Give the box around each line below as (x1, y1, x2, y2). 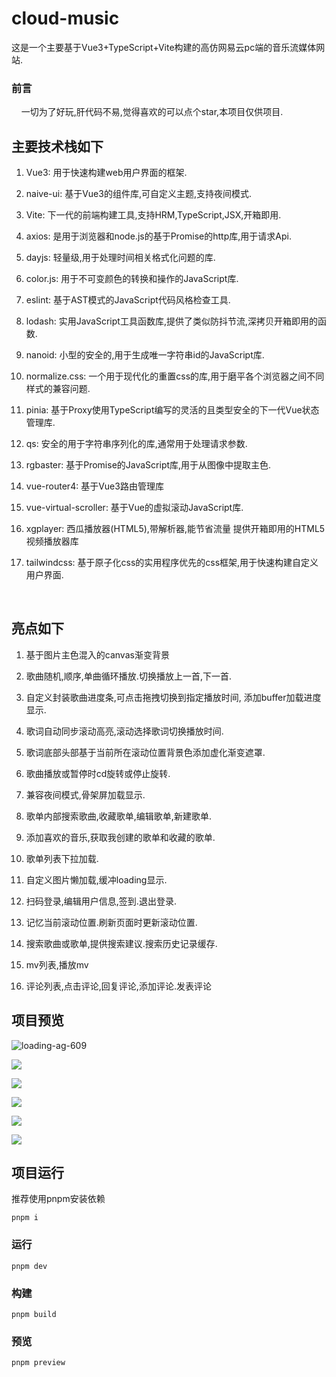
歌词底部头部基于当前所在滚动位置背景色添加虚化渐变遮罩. (25, 746, 266, 758)
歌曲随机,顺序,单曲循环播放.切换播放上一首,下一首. (25, 670, 232, 682)
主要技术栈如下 (11, 138, 104, 155)
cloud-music (11, 7, 120, 30)
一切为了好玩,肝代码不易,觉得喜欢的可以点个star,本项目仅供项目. (20, 106, 284, 118)
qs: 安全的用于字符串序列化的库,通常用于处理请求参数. (25, 438, 248, 450)
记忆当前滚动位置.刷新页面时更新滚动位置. (25, 916, 198, 928)
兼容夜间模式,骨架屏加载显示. (25, 788, 146, 801)
